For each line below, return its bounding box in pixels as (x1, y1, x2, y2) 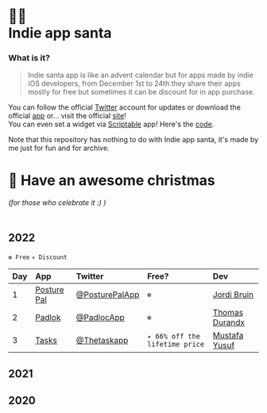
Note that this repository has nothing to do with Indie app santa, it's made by (8, 135, 259, 145)
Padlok (35, 312, 61, 323)
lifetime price (146, 340, 205, 349)
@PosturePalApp (75, 289, 140, 300)
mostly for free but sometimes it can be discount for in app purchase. (27, 87, 255, 97)
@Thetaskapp (75, 335, 129, 346)
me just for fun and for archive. (8, 143, 110, 153)
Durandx (212, 317, 245, 328)
